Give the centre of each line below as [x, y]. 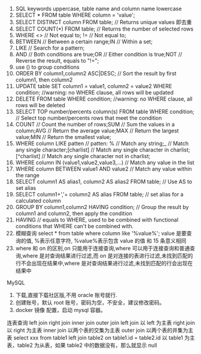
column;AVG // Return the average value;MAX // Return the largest [97, 131]
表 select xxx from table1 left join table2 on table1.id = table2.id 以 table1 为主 [101, 338]
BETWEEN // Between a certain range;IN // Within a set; [84, 42]
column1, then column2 [44, 80]
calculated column [38, 201]
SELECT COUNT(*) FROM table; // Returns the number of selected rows [104, 29]
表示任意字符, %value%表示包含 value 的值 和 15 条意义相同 [113, 241]
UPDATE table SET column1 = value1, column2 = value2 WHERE [94, 86]
